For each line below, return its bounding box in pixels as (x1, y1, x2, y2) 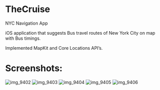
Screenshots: (5, 63, 63, 74)
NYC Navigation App (5, 20, 48, 26)
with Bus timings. (5, 35, 41, 41)
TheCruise (5, 4, 50, 15)
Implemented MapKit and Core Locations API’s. (5, 45, 103, 51)
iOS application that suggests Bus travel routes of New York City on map (5, 30, 155, 36)
